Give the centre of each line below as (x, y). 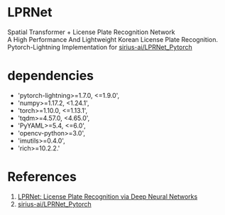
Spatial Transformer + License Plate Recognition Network (91, 32)
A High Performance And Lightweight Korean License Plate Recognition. (113, 39)
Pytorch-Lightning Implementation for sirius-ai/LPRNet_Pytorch (100, 47)
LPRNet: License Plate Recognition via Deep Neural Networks (108, 197)
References (42, 177)
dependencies (51, 76)
